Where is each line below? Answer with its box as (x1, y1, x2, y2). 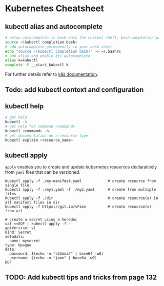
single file (5, 183, 29, 188)
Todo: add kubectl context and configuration (5, 85, 144, 94)
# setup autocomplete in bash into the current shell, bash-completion (5, 35, 154, 40)
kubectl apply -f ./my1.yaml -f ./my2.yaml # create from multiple (5, 187, 156, 192)
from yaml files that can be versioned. (5, 169, 81, 175)
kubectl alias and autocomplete (5, 22, 103, 31)
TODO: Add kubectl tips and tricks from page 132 (5, 273, 157, 281)
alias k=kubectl (5, 58, 38, 63)
